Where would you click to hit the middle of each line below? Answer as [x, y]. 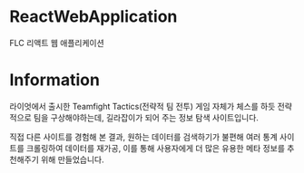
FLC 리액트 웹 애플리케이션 [57, 43]
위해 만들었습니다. [72, 159]
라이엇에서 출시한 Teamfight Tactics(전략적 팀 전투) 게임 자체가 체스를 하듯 [142, 106]
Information [54, 80]
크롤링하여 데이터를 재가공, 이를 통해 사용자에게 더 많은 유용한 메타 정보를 [156, 148]
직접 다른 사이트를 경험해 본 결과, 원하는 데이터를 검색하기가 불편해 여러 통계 [144, 137]
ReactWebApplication [93, 17]
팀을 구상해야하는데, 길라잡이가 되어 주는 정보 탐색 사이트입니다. [146, 117]
